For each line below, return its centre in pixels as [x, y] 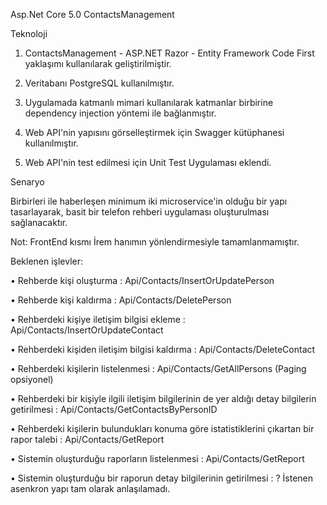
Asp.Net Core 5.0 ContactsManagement [92, 14]
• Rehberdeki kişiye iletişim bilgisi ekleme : [98, 319]
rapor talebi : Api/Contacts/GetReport [87, 439]
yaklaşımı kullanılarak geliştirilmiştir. [98, 63]
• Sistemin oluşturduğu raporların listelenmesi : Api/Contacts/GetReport [157, 458]
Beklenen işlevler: [47, 261]
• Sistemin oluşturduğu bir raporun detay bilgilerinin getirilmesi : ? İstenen [162, 478]
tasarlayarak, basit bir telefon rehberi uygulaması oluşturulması [140, 212]
